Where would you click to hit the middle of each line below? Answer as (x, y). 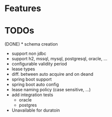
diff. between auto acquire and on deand (52, 74)
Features (23, 8)
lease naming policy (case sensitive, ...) (51, 90)
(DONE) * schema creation (31, 44)
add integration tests (32, 95)
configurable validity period (39, 64)
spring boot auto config (35, 84)
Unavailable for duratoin (36, 110)
